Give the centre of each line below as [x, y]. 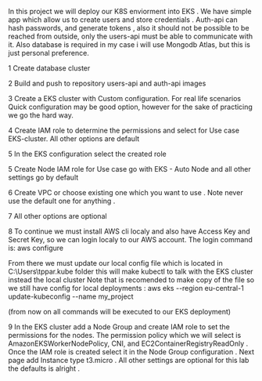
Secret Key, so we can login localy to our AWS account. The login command [130, 239]
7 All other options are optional [57, 216]
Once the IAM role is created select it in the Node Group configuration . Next [131, 352]
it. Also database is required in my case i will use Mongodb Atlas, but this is [129, 45]
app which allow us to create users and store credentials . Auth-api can [123, 20]
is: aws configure [36, 248]
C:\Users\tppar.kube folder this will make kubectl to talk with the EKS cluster [131, 271]
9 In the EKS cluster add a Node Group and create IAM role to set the [119, 327]
